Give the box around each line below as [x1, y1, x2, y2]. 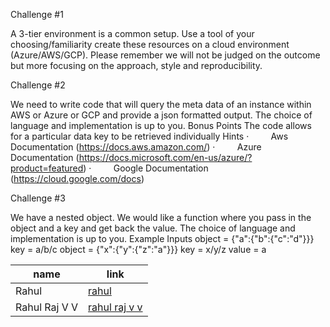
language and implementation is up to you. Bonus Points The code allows [10, 120, 312, 131]
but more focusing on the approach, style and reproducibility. [10, 60, 263, 71]
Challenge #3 [10, 192, 66, 204]
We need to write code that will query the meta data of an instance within [10, 99, 312, 110]
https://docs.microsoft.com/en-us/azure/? [78, 152, 253, 163]
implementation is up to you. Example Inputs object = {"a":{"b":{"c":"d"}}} [10, 233, 315, 244]
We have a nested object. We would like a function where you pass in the [10, 212, 312, 223]
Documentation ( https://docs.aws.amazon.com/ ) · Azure [10, 141, 262, 153]
